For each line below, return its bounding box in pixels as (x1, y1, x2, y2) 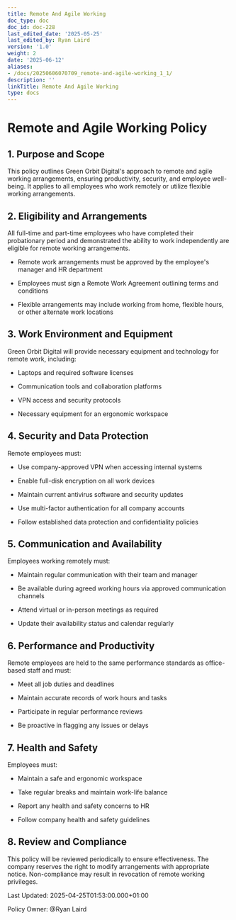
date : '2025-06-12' (7, 57, 65, 64)
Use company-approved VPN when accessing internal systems (17, 462, 203, 471)
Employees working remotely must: (7, 557, 111, 566)
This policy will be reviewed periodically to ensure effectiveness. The (7, 855, 209, 863)
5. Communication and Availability (7, 538, 162, 550)
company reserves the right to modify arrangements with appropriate (7, 862, 210, 870)
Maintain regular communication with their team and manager (17, 571, 198, 579)
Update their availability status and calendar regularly (17, 619, 174, 628)
